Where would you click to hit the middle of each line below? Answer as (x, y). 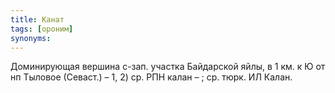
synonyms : (31, 38)
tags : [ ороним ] (42, 29)
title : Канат (37, 19)
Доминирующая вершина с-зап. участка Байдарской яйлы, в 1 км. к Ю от (168, 67)
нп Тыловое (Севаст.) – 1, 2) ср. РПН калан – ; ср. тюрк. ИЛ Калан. (151, 77)
